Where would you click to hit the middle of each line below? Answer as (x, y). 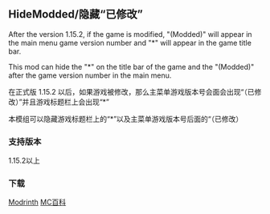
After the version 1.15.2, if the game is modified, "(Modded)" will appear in (130, 34)
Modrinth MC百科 (37, 202)
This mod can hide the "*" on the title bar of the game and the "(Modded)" (131, 67)
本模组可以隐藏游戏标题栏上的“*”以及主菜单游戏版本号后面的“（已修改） (126, 119)
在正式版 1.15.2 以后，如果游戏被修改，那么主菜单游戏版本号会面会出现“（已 (131, 91)
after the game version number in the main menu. (90, 75)
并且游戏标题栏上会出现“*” (66, 102)
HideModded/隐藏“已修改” (76, 14)
